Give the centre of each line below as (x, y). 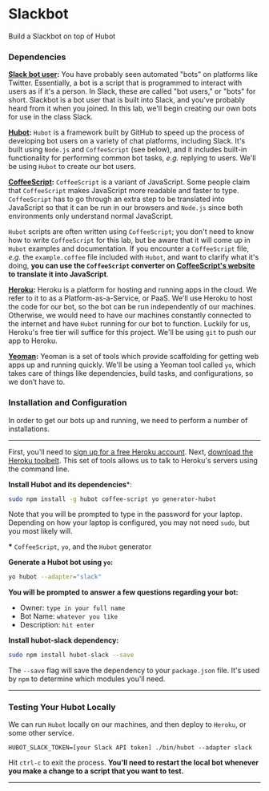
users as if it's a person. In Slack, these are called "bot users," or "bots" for (132, 91)
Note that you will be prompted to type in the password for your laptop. (125, 515)
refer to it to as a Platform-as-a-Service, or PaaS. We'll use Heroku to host (130, 298)
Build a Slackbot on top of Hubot (62, 36)
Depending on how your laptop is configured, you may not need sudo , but (129, 523)
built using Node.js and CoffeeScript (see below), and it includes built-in (128, 150)
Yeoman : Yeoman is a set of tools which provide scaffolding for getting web (133, 357)
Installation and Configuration (68, 403)
